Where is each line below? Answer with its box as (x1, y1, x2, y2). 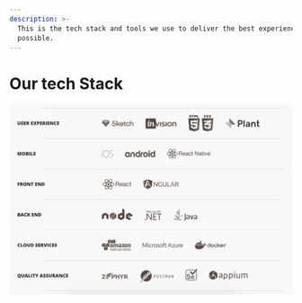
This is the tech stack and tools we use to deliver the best (17, 23, 255, 33)
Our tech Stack (9, 73, 123, 94)
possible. (17, 33, 54, 42)
